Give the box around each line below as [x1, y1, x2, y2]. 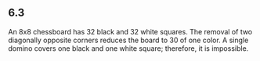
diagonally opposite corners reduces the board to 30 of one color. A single [8, 35, 249, 45]
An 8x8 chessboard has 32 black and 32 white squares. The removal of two [8, 27, 253, 36]
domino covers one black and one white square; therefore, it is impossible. [8, 43, 249, 53]
